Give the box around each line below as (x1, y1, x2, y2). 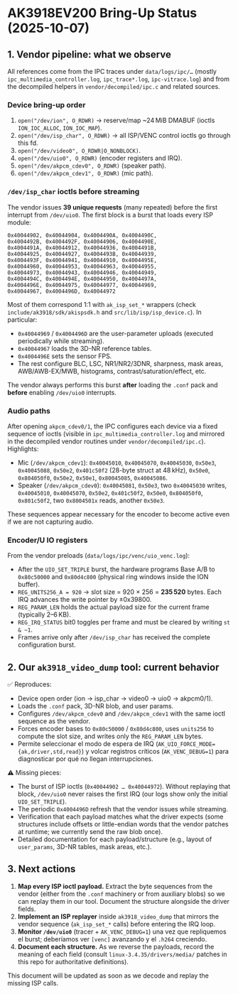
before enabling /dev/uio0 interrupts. (7, 388, 117, 396)
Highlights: (7, 444, 39, 453)
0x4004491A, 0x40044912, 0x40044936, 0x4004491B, (7, 244, 158, 252)
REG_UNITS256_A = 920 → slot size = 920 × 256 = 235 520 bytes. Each (17, 588, 222, 596)
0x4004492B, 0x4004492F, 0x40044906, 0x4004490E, (7, 238, 158, 245)
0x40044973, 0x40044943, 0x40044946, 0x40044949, (7, 269, 158, 276)
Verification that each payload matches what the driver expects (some (17, 812, 224, 821)
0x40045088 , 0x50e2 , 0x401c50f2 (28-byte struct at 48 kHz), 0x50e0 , (17, 465, 211, 474)
